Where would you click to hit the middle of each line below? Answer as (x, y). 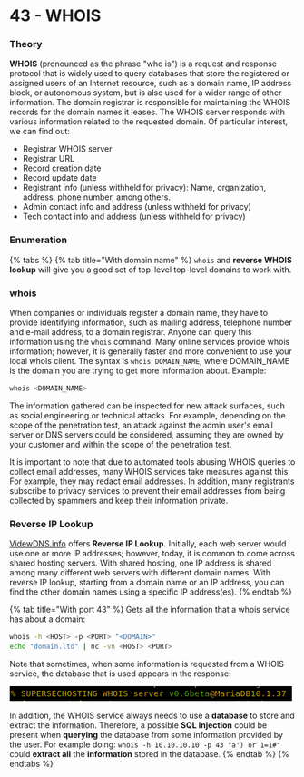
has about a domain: (48, 619)
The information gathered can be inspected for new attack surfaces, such (147, 406)
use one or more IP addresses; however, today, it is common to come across (152, 554)
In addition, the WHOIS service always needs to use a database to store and (152, 715)
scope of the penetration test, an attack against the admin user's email (142, 425)
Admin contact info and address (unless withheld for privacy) (137, 207)
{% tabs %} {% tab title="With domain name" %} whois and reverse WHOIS (151, 260)
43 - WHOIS (55, 16)
